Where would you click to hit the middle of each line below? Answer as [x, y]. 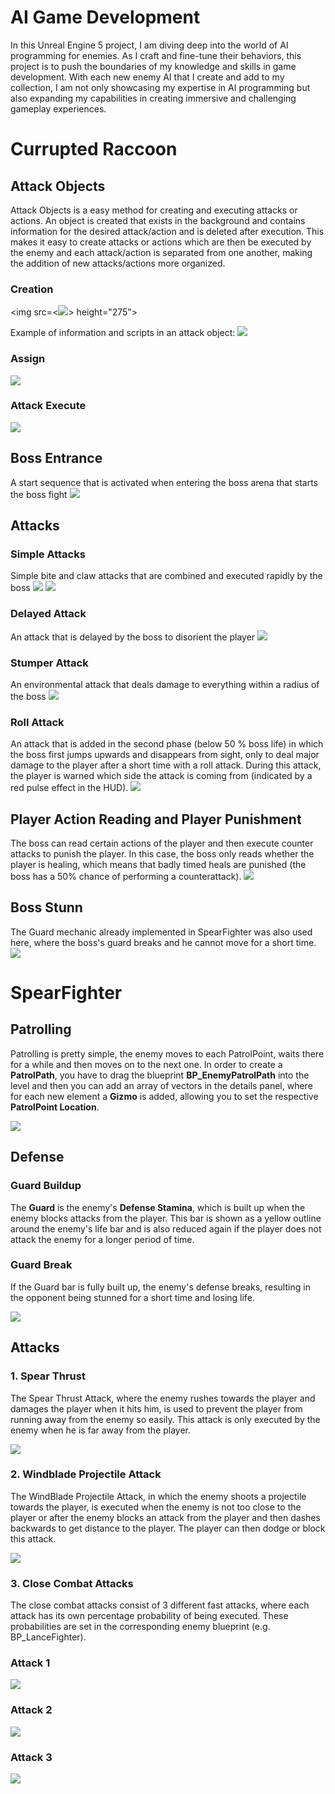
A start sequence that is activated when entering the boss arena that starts [164, 482]
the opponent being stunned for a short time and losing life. [132, 1297]
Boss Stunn [46, 907]
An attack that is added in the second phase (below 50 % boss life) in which [167, 744]
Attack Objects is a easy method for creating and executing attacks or [154, 210]
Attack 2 [31, 1710]
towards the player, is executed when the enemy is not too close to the [156, 1507]
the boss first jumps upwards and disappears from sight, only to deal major [165, 755]
